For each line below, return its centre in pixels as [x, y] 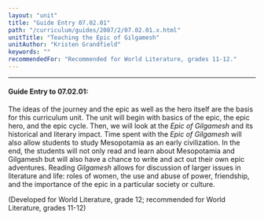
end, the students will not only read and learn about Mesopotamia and [122, 151]
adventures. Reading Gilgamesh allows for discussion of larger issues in [125, 168]
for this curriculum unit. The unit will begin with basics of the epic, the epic [129, 118]
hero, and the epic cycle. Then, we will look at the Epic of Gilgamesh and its [131, 126]
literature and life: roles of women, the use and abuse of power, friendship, [129, 176]
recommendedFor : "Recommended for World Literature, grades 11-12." [123, 60]
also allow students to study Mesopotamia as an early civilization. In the [124, 143]
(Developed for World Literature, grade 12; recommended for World [117, 200]
